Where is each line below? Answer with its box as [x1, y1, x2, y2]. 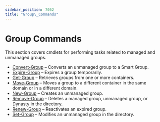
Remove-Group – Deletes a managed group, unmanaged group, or [12, 96, 148, 102]
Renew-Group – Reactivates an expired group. [12, 106, 107, 112]
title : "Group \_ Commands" [5, 12, 58, 17]
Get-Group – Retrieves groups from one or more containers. [12, 75, 135, 81]
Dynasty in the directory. [12, 101, 63, 107]
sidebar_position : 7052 [5, 7, 54, 12]
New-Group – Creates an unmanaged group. [12, 90, 104, 96]
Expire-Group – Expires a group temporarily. [12, 70, 103, 76]
